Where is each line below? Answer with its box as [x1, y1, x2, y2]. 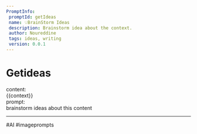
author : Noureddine [8, 30, 57, 36]
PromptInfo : [6, 8, 35, 15]
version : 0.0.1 [8, 42, 46, 47]
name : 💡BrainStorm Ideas [8, 19, 70, 25]
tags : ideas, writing [8, 36, 62, 42]
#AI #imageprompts [6, 121, 55, 128]
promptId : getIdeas [8, 14, 57, 20]
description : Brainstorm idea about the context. [8, 25, 133, 31]
